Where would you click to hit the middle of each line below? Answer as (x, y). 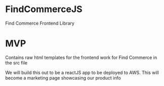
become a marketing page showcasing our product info (63, 78)
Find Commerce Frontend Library (40, 23)
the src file (16, 63)
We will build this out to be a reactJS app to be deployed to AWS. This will (82, 72)
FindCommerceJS (44, 9)
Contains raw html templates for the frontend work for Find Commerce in (81, 57)
